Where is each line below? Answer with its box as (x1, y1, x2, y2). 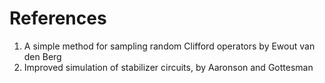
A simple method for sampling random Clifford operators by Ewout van (23, 40, 316, 52)
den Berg (23, 50, 62, 62)
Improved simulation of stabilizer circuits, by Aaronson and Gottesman (23, 61, 314, 73)
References (9, 7, 107, 30)
